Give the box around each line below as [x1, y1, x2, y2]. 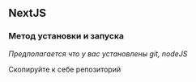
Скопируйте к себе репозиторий [8, 64, 121, 74]
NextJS [8, 6, 47, 20]
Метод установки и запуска [8, 31, 124, 42]
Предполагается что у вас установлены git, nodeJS [8, 48, 188, 59]
